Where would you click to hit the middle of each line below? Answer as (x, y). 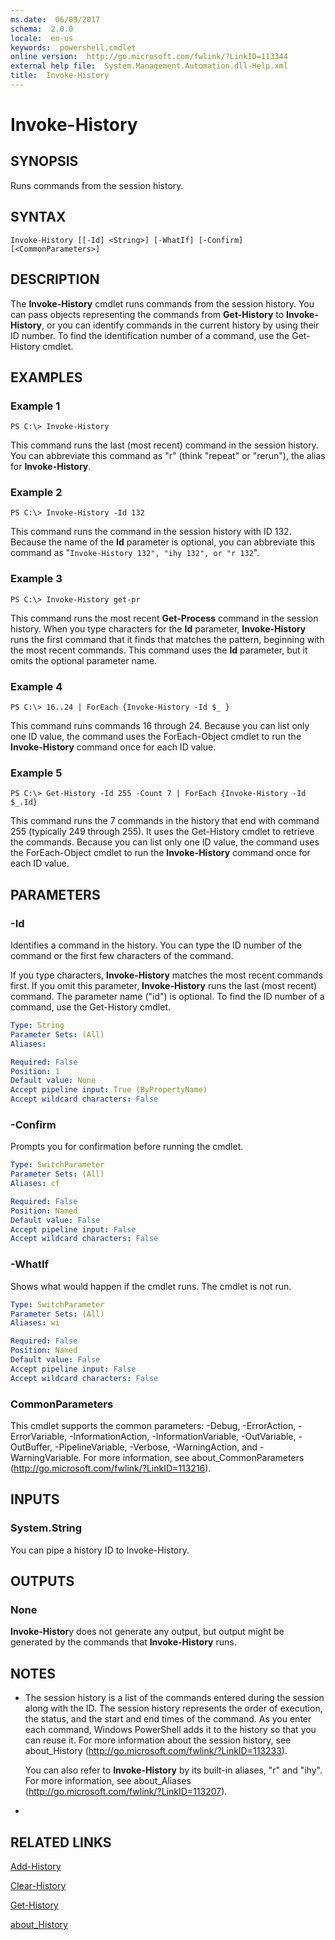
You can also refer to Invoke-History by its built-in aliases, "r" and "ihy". (173, 1770)
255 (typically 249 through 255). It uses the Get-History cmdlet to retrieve (162, 832)
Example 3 (36, 579)
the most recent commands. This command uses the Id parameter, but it (159, 650)
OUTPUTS (42, 1581)
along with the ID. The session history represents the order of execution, (173, 1708)
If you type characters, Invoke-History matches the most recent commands (166, 975)
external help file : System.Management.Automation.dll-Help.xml (149, 66)
